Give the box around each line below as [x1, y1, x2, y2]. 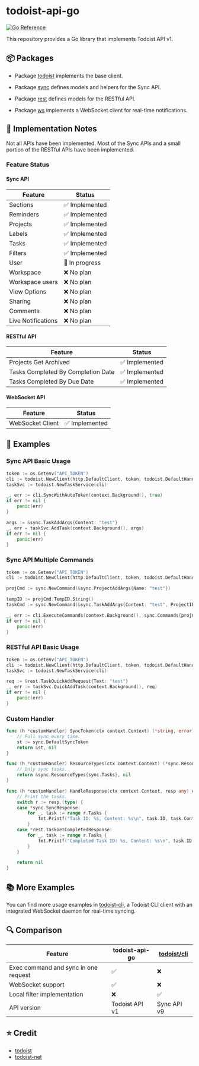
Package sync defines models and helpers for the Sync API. [14, 83, 162, 90]
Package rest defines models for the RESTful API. [14, 95, 136, 102]
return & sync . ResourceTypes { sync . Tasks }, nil [17, 772, 131, 778]
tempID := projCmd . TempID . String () [6, 596, 94, 603]
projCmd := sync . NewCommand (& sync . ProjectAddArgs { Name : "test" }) [6, 585, 171, 592]
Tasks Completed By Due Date [9, 377, 94, 386]
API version [9, 1003, 41, 1011]
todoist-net [14, 1053, 43, 1060]
